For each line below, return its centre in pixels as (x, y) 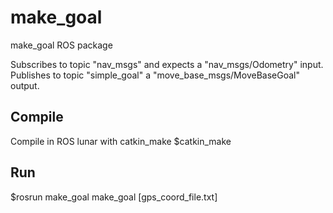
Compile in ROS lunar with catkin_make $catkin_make (121, 141)
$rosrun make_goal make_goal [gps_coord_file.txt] (114, 197)
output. (25, 85)
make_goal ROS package (61, 45)
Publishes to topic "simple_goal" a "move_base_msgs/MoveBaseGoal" (155, 75)
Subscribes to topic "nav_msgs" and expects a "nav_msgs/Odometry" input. (167, 64)
